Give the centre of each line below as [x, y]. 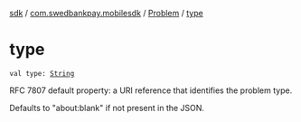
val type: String [42, 73]
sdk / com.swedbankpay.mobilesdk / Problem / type [106, 13]
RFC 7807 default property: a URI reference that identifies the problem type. [151, 90]
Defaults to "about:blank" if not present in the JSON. [107, 108]
